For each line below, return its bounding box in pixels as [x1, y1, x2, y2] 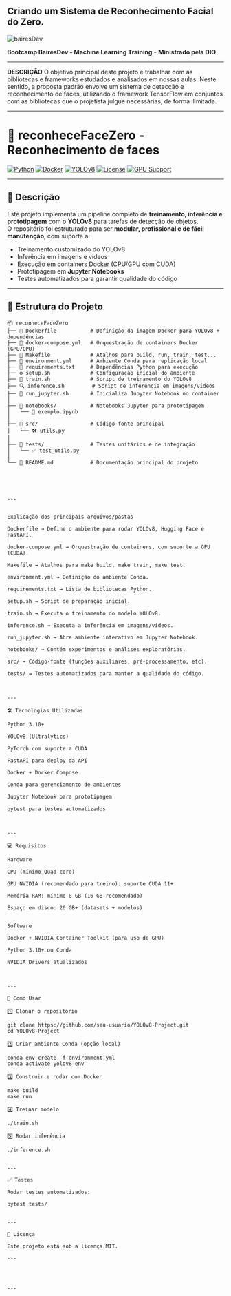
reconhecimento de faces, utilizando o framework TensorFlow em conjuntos [7, 90, 223, 98]
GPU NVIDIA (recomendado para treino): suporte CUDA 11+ [7, 881, 174, 887]
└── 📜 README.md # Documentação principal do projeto [7, 460, 198, 466]
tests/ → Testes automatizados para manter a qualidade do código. [7, 670, 205, 677]
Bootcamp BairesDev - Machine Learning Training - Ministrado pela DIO [7, 48, 217, 56]
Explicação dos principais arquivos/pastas [7, 513, 134, 521]
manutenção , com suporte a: [7, 232, 91, 240]
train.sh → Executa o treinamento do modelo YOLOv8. [7, 610, 162, 617]
